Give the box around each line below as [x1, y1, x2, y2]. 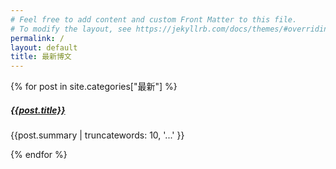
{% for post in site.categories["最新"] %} [10, 81, 178, 93]
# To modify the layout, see [10, 24, 132, 34]
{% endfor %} [10, 149, 68, 161]
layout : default [10, 42, 78, 53]
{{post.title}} [10, 104, 66, 116]
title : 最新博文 [10, 52, 72, 62]
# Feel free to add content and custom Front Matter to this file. [10, 14, 298, 25]
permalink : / [10, 33, 65, 43]
